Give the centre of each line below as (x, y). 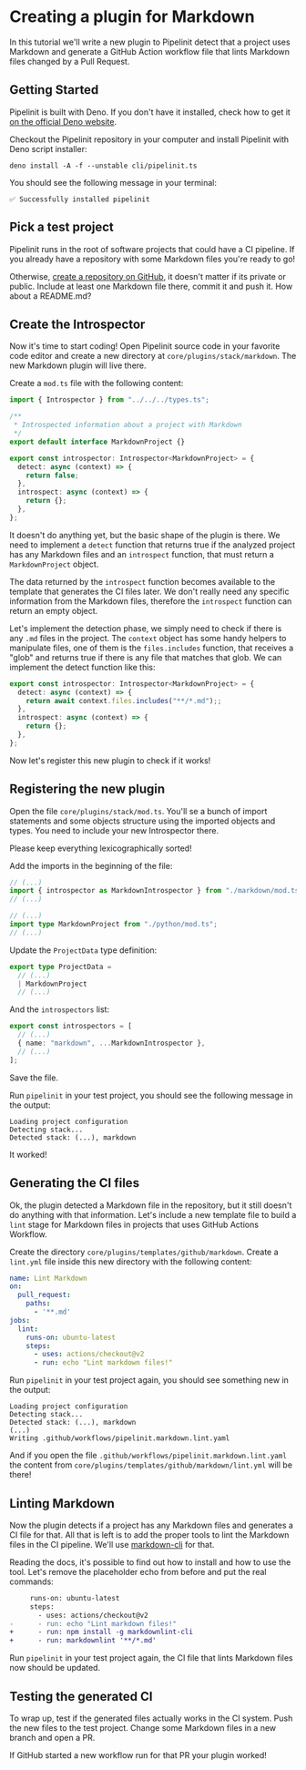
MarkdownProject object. (54, 564)
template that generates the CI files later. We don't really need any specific (149, 591)
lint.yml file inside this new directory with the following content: (131, 1261)
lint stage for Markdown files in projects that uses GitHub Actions (134, 1224)
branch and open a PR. (52, 1738)
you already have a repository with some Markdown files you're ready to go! (153, 259)
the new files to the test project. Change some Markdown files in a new (143, 1728)
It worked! (28, 1154)
